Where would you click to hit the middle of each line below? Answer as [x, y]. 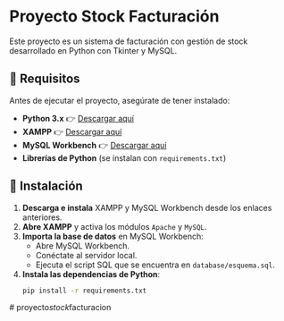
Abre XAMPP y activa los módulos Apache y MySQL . [114, 226]
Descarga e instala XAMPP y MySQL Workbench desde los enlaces [147, 207]
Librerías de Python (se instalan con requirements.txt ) [124, 157]
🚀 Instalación [46, 186]
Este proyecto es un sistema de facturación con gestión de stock [129, 41]
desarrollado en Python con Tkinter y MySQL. [93, 50]
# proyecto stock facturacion [60, 308]
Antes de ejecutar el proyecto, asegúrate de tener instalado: [120, 100]
